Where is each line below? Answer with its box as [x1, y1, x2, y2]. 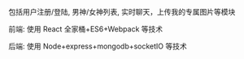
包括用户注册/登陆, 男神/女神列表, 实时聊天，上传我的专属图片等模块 [8, 7, 236, 16]
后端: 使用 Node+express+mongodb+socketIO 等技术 [8, 41, 187, 51]
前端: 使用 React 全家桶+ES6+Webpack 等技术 [8, 24, 163, 34]
